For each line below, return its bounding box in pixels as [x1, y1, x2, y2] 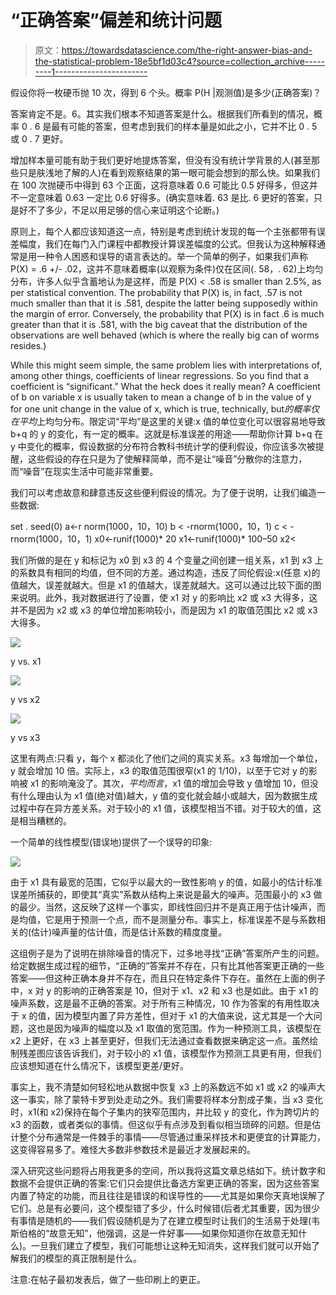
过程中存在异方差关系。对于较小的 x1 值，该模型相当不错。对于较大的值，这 [10, 802, 322, 814]
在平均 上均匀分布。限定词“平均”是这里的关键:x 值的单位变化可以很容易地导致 [10, 415, 326, 427]
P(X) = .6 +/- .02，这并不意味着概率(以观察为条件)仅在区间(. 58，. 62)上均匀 [10, 262, 324, 275]
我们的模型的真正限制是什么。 [18, 1252, 142, 1264]
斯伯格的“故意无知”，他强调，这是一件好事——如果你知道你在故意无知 [10, 1227, 299, 1239]
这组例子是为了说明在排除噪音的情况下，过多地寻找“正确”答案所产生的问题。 [10, 947, 325, 959]
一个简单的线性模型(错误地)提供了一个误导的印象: [10, 836, 213, 848]
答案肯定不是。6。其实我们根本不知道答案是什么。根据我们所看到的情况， [10, 107, 314, 120]
